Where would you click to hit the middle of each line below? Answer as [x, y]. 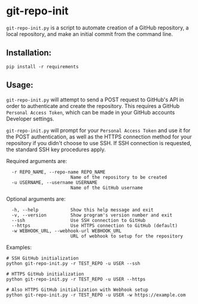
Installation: [29, 53]
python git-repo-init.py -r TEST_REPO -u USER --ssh [73, 263]
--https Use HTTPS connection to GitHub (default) [95, 225]
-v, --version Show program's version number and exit [92, 215]
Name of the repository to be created [119, 177]
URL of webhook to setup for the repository [127, 236]
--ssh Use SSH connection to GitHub [79, 220]
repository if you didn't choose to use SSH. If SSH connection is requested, [99, 143]
